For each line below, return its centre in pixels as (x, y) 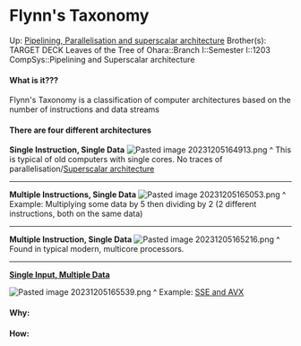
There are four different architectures (81, 130)
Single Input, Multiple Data (60, 275)
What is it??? (34, 80)
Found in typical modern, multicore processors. (97, 249)
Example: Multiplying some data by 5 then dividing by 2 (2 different (133, 204)
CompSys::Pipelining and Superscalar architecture (102, 59)
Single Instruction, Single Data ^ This (150, 150)
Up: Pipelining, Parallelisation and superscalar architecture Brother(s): (138, 40)
